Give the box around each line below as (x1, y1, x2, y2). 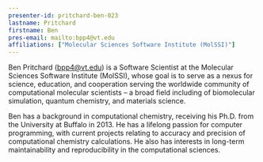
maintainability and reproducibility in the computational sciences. (8, 145, 220, 155)
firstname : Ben (8, 26, 59, 34)
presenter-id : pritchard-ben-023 (8, 11, 119, 20)
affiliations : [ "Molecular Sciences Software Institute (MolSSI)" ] (8, 41, 236, 49)
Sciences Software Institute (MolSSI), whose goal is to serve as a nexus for (8, 71, 253, 81)
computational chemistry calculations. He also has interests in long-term (8, 137, 245, 146)
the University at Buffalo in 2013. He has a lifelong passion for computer (8, 120, 243, 130)
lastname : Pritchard (8, 19, 77, 27)
